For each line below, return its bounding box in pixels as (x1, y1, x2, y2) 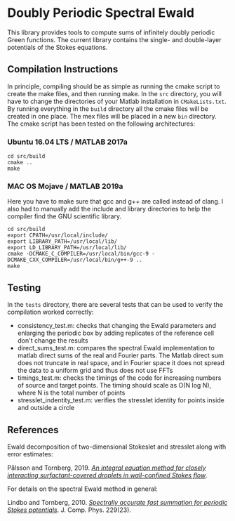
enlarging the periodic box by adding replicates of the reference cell (17, 329, 215, 338)
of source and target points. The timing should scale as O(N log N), (17, 381, 212, 390)
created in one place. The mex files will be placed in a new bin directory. (7, 112, 217, 120)
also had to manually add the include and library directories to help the (7, 205, 212, 213)
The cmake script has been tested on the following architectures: (7, 119, 195, 128)
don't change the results (17, 336, 89, 345)
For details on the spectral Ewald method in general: (7, 484, 158, 493)
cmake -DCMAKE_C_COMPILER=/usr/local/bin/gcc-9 (7, 251, 149, 258)
